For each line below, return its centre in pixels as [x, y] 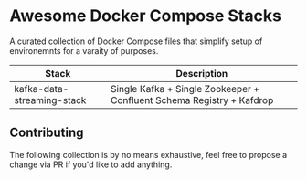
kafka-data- [42, 89]
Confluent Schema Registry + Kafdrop [192, 100]
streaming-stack [50, 100]
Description [202, 73]
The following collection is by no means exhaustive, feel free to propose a [148, 154]
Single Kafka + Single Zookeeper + [185, 89]
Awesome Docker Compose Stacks [145, 16]
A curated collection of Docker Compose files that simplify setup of [136, 41]
